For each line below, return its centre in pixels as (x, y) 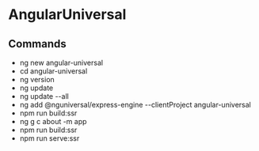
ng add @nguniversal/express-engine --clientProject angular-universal (135, 105)
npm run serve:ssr (50, 138)
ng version (37, 79)
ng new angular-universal (61, 62)
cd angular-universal (53, 71)
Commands (38, 44)
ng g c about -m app (53, 121)
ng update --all (44, 96)
